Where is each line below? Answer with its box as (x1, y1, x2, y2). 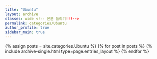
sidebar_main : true (5, 30, 45, 35)
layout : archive (5, 12, 38, 17)
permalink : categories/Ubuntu (5, 20, 67, 26)
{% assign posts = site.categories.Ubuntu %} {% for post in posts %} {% (5, 43, 153, 49)
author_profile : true (5, 25, 50, 30)
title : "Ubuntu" (5, 7, 38, 12)
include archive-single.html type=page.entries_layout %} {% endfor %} (5, 48, 149, 54)
